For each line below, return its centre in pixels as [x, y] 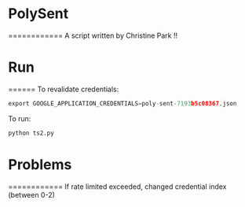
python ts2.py [31, 133]
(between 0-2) [31, 194]
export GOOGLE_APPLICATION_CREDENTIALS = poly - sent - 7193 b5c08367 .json [122, 103]
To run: [20, 118]
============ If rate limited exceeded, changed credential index [117, 187]
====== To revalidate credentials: [64, 89]
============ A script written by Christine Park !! [93, 35]
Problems [40, 164]
